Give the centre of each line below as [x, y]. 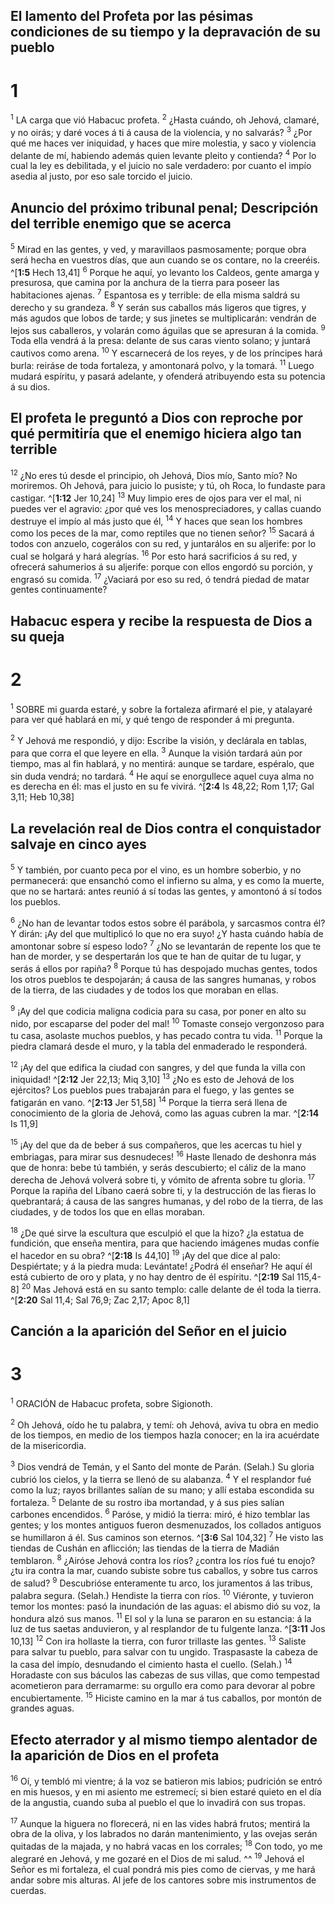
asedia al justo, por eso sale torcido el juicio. [101, 176]
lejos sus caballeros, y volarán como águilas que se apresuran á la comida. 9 [168, 329]
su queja [37, 636]
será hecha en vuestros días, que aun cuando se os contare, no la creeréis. [165, 260]
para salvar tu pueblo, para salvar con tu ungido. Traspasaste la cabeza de [164, 1651]
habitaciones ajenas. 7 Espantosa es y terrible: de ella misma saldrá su [155, 294]
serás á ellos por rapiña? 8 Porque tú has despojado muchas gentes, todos [164, 967]
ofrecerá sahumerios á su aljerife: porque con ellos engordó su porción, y [161, 566]
